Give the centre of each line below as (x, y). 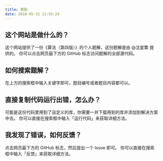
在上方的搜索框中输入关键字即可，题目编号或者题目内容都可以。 (69, 83)
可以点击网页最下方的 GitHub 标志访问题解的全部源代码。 (80, 53)
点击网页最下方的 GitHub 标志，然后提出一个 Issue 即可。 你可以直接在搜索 (80, 147)
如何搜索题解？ (27, 70)
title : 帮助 (16, 9)
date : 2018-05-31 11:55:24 (32, 14)
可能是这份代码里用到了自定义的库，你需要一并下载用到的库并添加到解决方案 (81, 112)
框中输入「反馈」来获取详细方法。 (39, 154)
